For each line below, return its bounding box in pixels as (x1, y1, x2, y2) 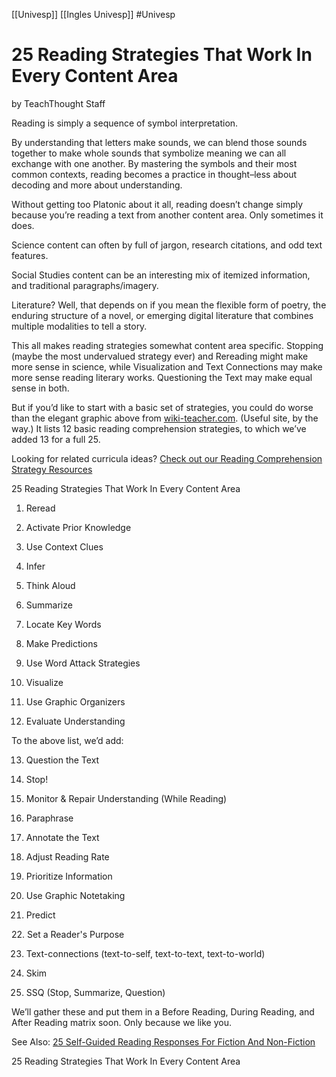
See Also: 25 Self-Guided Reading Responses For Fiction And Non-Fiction (11, 1035, 316, 1048)
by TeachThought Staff (11, 97, 106, 109)
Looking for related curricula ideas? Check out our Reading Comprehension (11, 452, 323, 464)
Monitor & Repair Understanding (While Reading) (25, 792, 228, 804)
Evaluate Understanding (25, 715, 126, 727)
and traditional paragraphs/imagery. (11, 279, 159, 291)
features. (11, 249, 49, 261)
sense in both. (11, 382, 70, 394)
